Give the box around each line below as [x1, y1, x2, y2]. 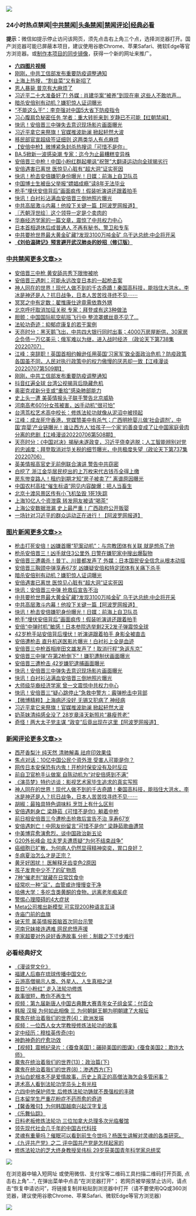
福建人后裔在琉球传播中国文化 [14, 970, 87, 977]
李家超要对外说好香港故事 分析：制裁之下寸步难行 [14, 933, 135, 940]
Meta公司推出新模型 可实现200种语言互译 [14, 903, 115, 911]
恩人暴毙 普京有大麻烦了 [14, 85, 73, 92]
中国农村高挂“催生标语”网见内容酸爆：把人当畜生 [14, 482, 133, 489]
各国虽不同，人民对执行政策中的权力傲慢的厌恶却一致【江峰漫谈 [14, 357, 169, 364]
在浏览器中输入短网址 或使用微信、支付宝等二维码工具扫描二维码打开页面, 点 [6, 1170, 190, 1177]
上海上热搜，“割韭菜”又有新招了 [14, 77, 92, 85]
